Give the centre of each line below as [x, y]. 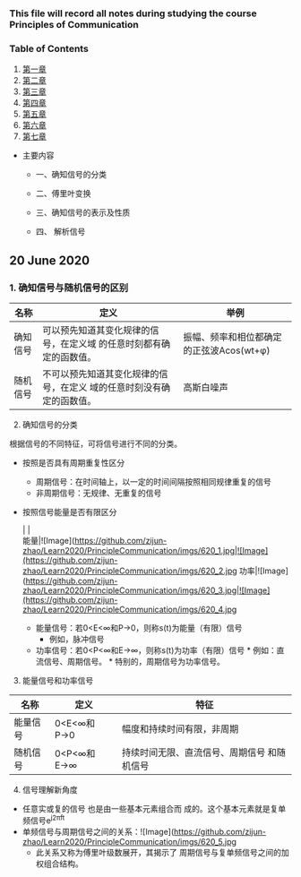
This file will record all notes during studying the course [133, 13]
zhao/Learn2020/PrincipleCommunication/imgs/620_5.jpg [129, 841]
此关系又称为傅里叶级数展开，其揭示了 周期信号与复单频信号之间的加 [162, 852]
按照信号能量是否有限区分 [69, 512]
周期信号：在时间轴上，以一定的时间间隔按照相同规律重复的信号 [153, 481]
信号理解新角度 [50, 789]
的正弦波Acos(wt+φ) [227, 350]
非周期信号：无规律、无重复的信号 [99, 493]
